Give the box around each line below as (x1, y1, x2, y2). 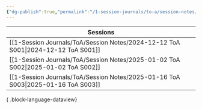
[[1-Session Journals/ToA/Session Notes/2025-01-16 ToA (9, 73, 180, 81)
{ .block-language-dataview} (6, 96, 78, 103)
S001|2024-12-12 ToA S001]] (9, 46, 101, 54)
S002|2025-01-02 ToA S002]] (9, 63, 101, 71)
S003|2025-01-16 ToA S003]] (9, 80, 101, 89)
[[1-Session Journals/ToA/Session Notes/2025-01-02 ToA (9, 55, 180, 64)
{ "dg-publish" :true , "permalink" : (6, 8, 90, 15)
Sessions (87, 28, 115, 36)
